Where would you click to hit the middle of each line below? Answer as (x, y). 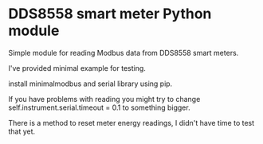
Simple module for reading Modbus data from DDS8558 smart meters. (124, 53)
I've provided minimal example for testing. (77, 68)
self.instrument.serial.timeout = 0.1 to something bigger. (99, 107)
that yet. (22, 131)
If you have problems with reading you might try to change (104, 99)
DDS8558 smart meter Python (110, 14)
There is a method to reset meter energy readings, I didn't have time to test (131, 123)
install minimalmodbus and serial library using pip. (90, 84)
